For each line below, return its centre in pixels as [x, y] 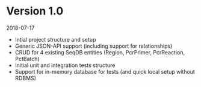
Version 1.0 [35, 11]
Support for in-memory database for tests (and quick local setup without [105, 71]
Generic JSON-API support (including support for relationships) [94, 46]
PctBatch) [27, 59]
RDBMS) [25, 78]
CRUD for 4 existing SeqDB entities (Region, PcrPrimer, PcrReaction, [100, 52]
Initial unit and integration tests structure [65, 65]
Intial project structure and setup [55, 39]
